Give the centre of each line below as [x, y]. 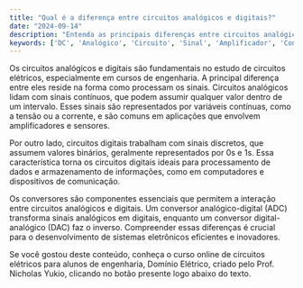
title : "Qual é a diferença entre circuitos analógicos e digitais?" [143, 18]
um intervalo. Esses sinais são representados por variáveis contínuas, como [150, 107]
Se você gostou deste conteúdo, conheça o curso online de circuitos [138, 255]
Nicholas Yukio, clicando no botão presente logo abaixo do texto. [130, 274]
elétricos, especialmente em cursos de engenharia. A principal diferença [144, 78]
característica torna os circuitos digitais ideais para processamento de [140, 162]
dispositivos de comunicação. [65, 182]
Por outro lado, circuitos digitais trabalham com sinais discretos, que [137, 143]
